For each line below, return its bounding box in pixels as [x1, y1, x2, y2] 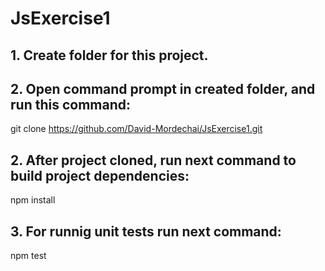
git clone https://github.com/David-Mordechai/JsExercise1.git [10, 123, 263, 135]
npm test [10, 250, 47, 262]
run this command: [10, 96, 131, 113]
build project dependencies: [10, 167, 190, 184]
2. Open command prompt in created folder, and [10, 80, 316, 97]
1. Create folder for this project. [10, 47, 209, 64]
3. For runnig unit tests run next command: [10, 223, 282, 240]
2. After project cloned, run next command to [10, 152, 297, 169]
